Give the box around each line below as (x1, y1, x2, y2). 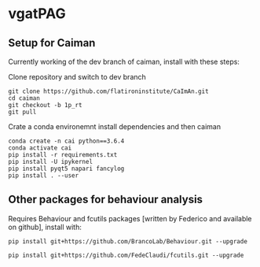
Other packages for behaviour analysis (8, 193, 203, 206)
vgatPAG (8, 5, 67, 23)
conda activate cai (8, 144, 72, 152)
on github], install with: (8, 222, 82, 232)
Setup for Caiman (8, 36, 96, 50)
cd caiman (8, 95, 41, 102)
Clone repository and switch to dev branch (8, 72, 147, 81)
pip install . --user (8, 172, 79, 180)
